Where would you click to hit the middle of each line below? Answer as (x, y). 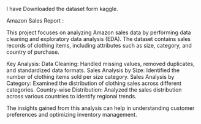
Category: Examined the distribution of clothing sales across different (94, 83)
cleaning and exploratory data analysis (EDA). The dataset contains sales (99, 39)
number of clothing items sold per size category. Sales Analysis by (90, 77)
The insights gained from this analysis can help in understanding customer (100, 108)
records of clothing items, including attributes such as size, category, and (99, 46)
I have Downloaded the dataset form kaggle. (62, 9)
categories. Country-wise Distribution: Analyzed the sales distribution (94, 90)
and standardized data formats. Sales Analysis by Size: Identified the (93, 70)
